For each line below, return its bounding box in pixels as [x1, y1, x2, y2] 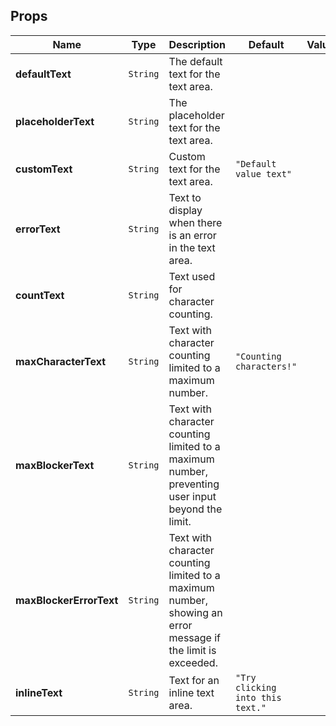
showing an [168, 605, 223, 619]
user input [168, 489, 217, 503]
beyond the [168, 502, 223, 516]
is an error [168, 228, 217, 242]
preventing [168, 477, 220, 491]
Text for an [168, 673, 220, 687]
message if [168, 630, 222, 644]
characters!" [235, 360, 298, 372]
